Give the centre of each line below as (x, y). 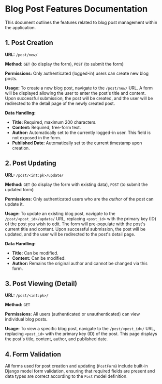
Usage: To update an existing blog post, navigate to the (60, 213)
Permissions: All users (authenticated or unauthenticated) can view (73, 314)
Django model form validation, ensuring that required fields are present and (80, 371)
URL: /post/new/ (21, 54)
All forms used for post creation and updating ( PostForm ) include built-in (77, 366)
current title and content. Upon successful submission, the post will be (75, 229)
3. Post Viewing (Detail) (41, 283)
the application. (21, 27)
